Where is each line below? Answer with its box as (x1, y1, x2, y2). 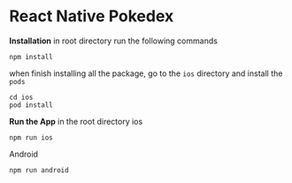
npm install (9, 52, 53, 61)
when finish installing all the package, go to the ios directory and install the (9, 68, 283, 79)
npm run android (9, 165, 69, 174)
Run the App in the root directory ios (9, 116, 143, 126)
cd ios (9, 93, 34, 102)
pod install (9, 100, 53, 110)
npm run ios (9, 133, 53, 142)
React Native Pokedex (9, 6, 174, 27)
